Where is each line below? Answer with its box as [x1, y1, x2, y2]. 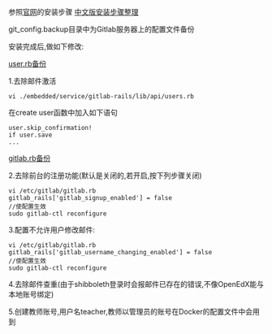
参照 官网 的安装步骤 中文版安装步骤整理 [8, 7, 139, 16]
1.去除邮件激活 [8, 76, 57, 85]
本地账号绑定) [8, 289, 54, 299]
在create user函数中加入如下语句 [8, 108, 118, 117]
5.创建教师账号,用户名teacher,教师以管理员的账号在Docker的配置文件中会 [8, 307, 253, 316]
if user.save [8, 131, 53, 139]
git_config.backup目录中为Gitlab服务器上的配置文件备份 [8, 24, 195, 34]
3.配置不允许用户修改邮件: [8, 225, 96, 234]
